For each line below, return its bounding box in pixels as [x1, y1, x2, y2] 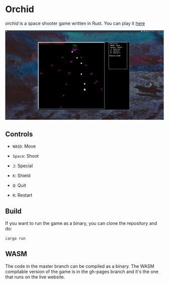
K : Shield [12, 173, 31, 179]
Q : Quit [12, 182, 26, 188]
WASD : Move [12, 143, 36, 150]
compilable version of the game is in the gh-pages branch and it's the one [5, 268, 158, 274]
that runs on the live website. [5, 274, 65, 280]
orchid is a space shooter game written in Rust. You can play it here [5, 20, 145, 26]
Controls [5, 130, 33, 138]
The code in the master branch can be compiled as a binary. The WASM [5, 263, 154, 269]
